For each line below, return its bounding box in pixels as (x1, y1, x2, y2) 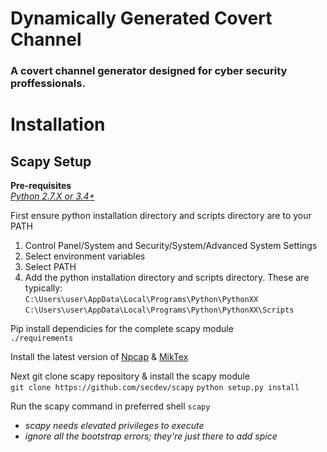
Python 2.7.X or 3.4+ (10, 190, 95, 202)
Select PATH (24, 261, 77, 273)
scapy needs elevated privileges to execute (24, 420, 205, 432)
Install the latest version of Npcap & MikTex (10, 351, 189, 363)
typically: (24, 282, 63, 294)
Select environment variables (24, 250, 146, 262)
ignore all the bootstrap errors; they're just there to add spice (24, 430, 278, 442)
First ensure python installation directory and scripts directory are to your (10, 210, 312, 222)
